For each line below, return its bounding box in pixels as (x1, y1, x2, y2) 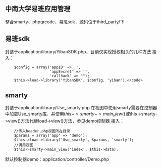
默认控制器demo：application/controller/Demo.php (5, 156, 109, 162)
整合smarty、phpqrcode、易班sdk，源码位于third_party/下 (5, 19, 125, 25)
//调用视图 (14, 143, 34, 148)
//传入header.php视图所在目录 (14, 129, 70, 134)
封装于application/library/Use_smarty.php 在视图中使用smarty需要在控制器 (5, 105, 158, 111)
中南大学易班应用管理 (5, 4, 70, 13)
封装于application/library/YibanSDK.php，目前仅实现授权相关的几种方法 (5, 48, 151, 54)
